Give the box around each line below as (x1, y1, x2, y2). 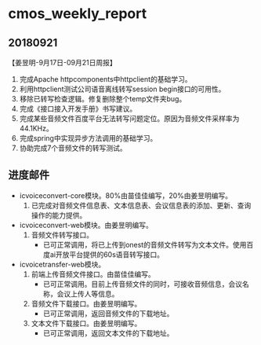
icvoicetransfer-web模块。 (19, 259, 106, 269)
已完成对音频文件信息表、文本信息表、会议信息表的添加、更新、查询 (31, 200, 252, 210)
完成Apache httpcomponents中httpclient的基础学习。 (19, 75, 192, 83)
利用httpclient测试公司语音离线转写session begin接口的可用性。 (19, 84, 226, 94)
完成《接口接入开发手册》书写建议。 (19, 104, 137, 113)
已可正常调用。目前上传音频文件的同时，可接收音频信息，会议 (42, 279, 243, 288)
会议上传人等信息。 (56, 288, 119, 299)
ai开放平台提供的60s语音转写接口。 (49, 249, 165, 259)
